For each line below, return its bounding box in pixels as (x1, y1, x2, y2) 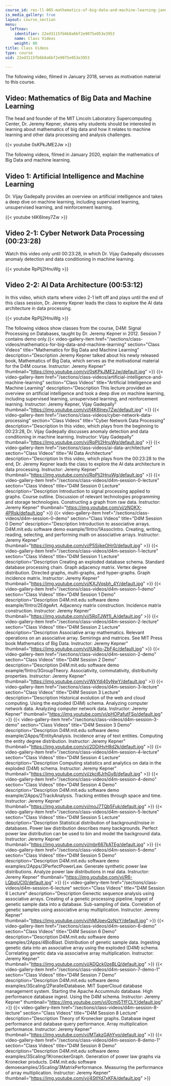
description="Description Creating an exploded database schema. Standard (5, 559, 164, 565)
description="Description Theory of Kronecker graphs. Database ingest (5, 1015, 156, 1021)
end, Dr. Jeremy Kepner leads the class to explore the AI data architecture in (5, 461, 165, 467)
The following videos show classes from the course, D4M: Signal (5, 325, 141, 331)
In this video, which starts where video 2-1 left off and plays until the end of (5, 294, 164, 300)
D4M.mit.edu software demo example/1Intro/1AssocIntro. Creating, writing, (5, 526, 162, 532)
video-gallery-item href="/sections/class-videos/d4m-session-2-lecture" (5, 618, 159, 625)
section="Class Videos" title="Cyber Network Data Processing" (32, 417, 165, 424)
